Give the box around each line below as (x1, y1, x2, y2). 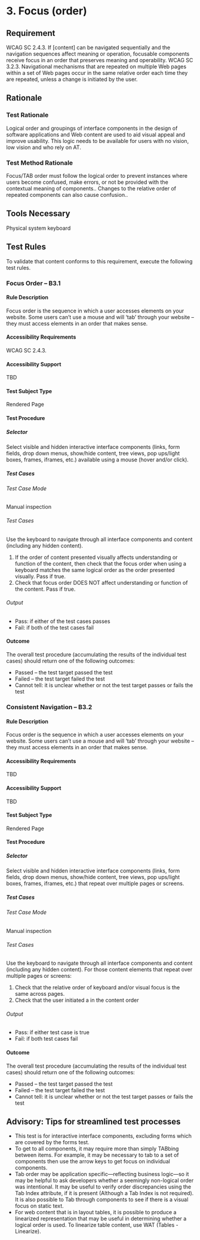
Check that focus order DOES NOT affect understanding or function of (14, 579, 188, 586)
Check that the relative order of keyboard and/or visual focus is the (14, 984, 180, 991)
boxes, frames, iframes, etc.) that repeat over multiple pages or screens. (6, 880, 184, 887)
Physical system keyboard (6, 224, 71, 232)
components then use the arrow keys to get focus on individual (14, 1158, 170, 1165)
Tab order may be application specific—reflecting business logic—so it (14, 1171, 189, 1178)
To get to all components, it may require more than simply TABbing (14, 1145, 179, 1153)
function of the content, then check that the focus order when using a (14, 560, 187, 567)
